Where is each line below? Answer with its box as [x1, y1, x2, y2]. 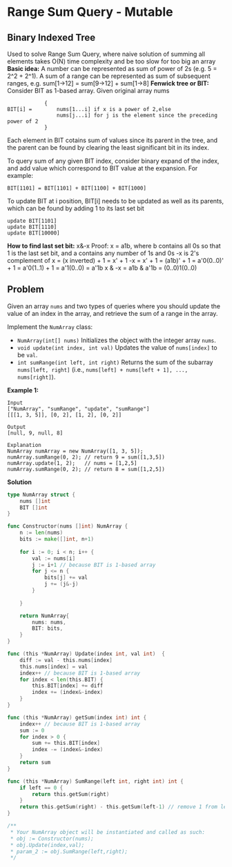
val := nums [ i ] [32, 555, 76, 562]
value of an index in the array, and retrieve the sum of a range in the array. [7, 309, 218, 317]
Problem [7, 283, 45, 295]
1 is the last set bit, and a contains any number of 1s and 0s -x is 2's [7, 249, 200, 257]
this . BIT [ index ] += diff [32, 682, 104, 690]
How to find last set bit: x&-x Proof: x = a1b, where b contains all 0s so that [7, 242, 221, 250]
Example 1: [7, 386, 39, 394]
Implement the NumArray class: [7, 322, 93, 331]
